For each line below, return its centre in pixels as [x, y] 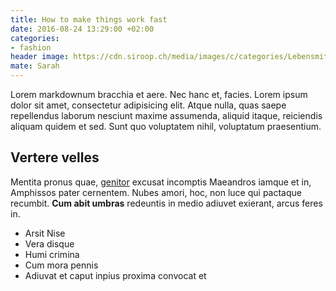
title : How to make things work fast [89, 19]
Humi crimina [52, 254]
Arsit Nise [45, 233]
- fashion [31, 47]
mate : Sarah [35, 66]
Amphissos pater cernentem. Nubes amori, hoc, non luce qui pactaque [156, 192]
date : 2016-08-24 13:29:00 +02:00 [82, 29]
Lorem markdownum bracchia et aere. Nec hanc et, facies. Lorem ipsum [159, 94]
